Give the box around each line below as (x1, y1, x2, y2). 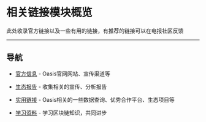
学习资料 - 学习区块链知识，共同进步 (15, 109, 107, 116)
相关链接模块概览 (6, 6, 93, 20)
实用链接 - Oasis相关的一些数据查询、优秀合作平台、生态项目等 (15, 96, 175, 103)
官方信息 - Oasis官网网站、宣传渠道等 (15, 70, 110, 77)
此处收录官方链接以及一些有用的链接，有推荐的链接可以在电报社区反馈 (6, 27, 184, 34)
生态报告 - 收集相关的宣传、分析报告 (15, 83, 107, 90)
